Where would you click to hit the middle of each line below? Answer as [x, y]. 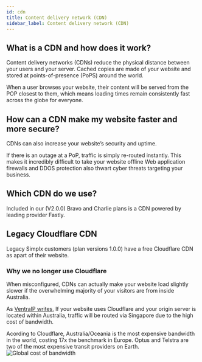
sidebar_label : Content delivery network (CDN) [68, 23]
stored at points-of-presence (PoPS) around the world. [75, 75]
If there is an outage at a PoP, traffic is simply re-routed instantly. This [94, 155]
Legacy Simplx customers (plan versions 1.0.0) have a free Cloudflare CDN [100, 249]
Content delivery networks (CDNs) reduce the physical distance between [98, 63]
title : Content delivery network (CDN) [57, 18]
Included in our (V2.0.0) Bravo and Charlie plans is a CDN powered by [94, 208]
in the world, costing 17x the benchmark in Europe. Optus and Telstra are [97, 340]
